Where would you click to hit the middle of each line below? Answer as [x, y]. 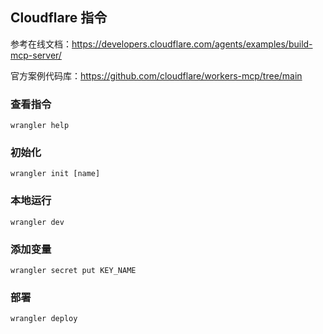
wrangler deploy [44, 319]
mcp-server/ [36, 55]
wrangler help [40, 126]
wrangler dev [37, 222]
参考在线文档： [41, 44]
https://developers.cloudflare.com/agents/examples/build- [192, 44]
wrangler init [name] [55, 174]
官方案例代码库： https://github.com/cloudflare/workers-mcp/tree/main [156, 75]
